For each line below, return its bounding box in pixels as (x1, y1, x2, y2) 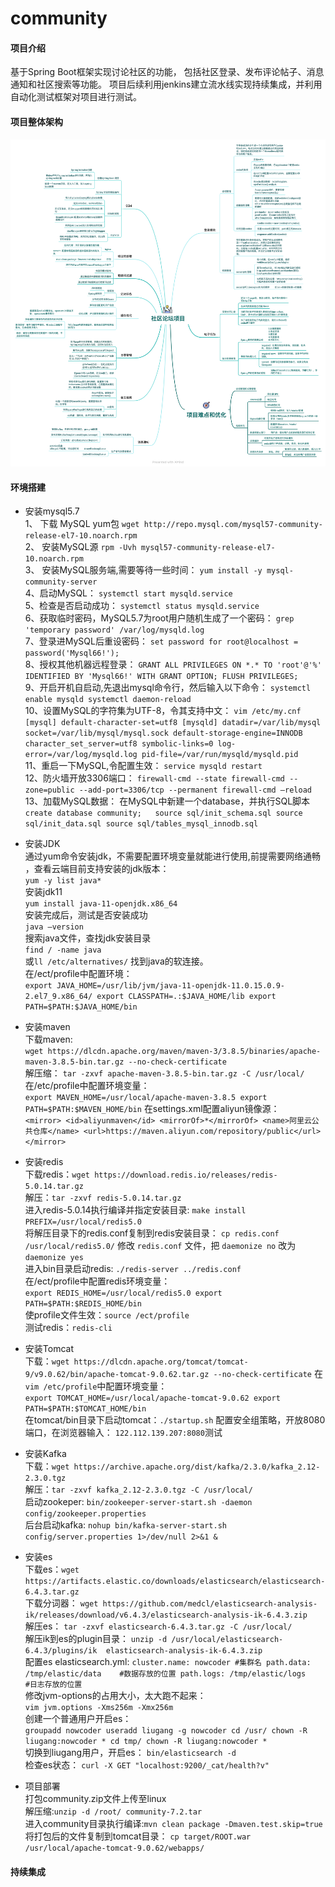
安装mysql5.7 (24, 505, 80, 517)
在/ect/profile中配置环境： (24, 968, 133, 980)
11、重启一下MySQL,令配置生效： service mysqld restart (24, 760, 263, 772)
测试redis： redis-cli (24, 1322, 113, 1334)
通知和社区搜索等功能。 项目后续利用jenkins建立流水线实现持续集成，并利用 (10, 78, 323, 91)
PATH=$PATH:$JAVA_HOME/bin (24, 1002, 138, 1012)
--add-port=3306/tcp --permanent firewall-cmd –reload (78, 785, 312, 796)
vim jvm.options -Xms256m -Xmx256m (24, 1703, 174, 1713)
